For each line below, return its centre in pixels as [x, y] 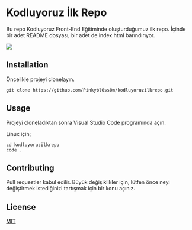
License [21, 207]
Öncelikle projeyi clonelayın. [41, 79]
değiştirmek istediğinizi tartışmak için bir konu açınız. [71, 189]
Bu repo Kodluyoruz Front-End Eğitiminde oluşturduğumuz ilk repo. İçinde [96, 29]
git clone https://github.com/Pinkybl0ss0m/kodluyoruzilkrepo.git [90, 90]
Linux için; [19, 134]
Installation [27, 65]
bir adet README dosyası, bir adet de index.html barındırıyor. [81, 35]
